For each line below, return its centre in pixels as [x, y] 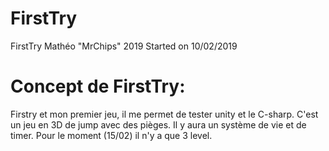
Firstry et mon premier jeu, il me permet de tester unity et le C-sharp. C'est [164, 114]
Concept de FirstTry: [98, 86]
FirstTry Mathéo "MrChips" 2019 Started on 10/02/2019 [124, 46]
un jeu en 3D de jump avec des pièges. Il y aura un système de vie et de [158, 124]
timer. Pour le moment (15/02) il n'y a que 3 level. [111, 135]
